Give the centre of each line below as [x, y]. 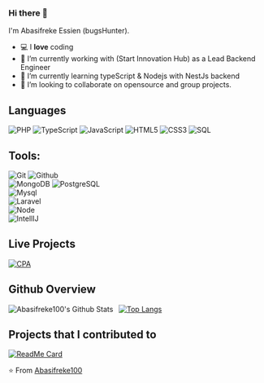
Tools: [24, 155]
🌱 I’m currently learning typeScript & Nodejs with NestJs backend [130, 76]
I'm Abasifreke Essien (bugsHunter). [69, 31]
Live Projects [42, 244]
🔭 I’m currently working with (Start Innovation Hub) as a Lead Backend [138, 59]
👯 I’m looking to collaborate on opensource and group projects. [126, 85]
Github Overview [52, 290]
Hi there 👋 [28, 13]
